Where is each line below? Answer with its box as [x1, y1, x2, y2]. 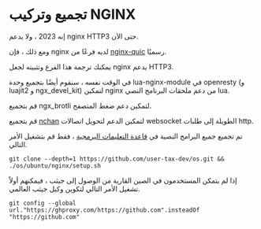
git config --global [9, 199, 77, 207]
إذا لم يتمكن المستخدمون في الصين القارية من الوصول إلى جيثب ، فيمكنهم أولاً [9, 175, 237, 185]
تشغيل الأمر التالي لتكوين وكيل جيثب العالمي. [9, 183, 140, 194]
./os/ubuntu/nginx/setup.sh [9, 161, 102, 170]
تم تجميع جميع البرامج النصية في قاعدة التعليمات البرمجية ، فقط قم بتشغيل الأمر [9, 131, 243, 141]
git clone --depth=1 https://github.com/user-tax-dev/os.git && [9, 155, 225, 163]
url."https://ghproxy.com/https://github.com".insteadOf [9, 206, 200, 214]
